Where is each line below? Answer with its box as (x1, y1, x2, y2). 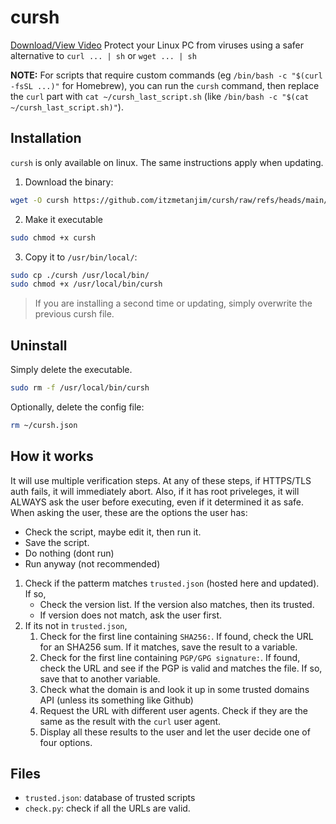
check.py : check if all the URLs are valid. (24, 802, 191, 815)
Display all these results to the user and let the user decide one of (39, 726, 311, 738)
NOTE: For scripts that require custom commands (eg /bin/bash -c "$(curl (10, 69, 323, 81)
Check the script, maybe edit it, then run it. (24, 526, 202, 538)
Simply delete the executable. (10, 364, 133, 376)
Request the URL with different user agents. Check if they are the (39, 704, 308, 716)
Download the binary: (24, 176, 114, 188)
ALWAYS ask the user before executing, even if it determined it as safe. (10, 496, 304, 508)
